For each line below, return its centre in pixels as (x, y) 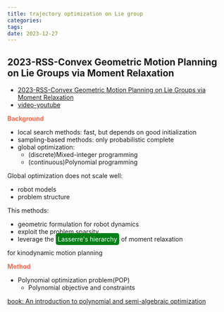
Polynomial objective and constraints (81, 288)
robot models (37, 189)
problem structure (44, 197)
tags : (15, 27)
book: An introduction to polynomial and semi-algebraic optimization (107, 301)
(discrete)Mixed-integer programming (83, 155)
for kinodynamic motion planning (55, 253)
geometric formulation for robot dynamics (78, 224)
